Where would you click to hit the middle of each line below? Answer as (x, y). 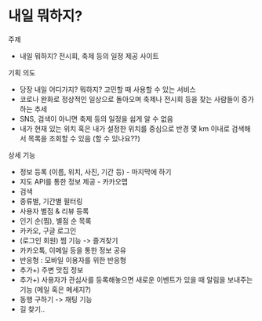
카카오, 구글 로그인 (48, 230)
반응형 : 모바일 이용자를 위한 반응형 (73, 260)
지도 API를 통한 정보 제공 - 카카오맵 (73, 181)
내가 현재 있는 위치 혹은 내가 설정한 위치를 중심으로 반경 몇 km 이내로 (124, 128)
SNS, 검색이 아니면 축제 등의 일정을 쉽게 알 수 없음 (96, 119)
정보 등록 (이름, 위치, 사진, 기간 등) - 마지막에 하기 (95, 171)
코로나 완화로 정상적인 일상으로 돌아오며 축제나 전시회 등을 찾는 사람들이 (129, 99)
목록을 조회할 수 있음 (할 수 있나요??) (84, 138)
